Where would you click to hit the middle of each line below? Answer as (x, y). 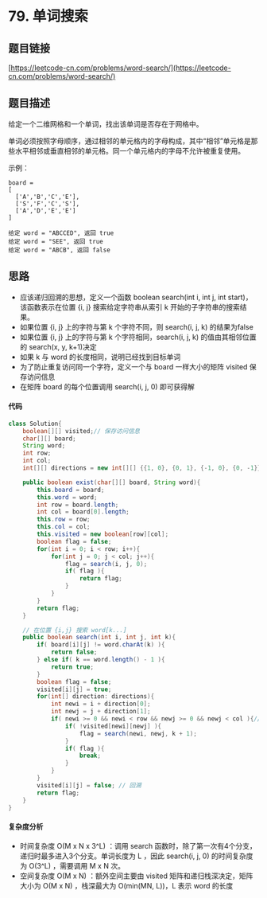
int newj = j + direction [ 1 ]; (101, 712)
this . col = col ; (64, 527)
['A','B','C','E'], (48, 197)
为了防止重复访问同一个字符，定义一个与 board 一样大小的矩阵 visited (133, 366)
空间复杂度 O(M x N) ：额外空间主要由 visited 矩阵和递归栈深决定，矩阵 (136, 876)
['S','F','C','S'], (48, 204)
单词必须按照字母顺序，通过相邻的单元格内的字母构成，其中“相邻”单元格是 (130, 141)
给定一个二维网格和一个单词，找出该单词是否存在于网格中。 (106, 123)
